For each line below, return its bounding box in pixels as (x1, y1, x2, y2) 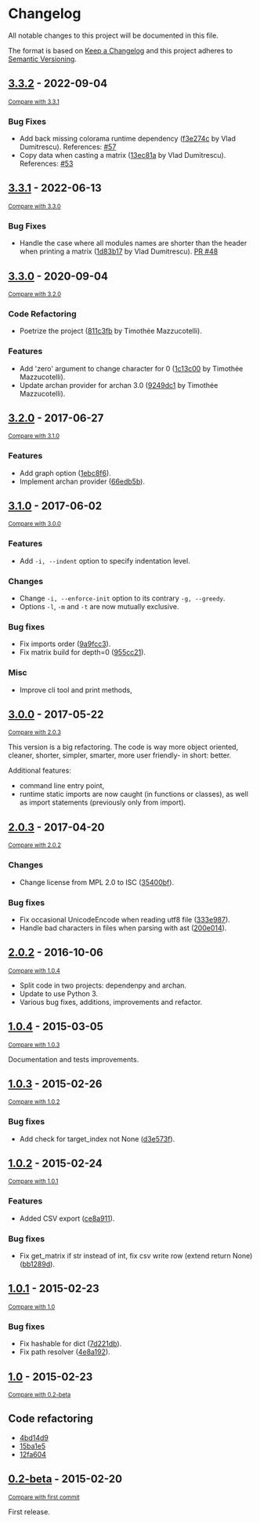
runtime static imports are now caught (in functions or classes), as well (19, 790, 249, 799)
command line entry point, (19, 781, 105, 791)
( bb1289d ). (19, 1259, 55, 1269)
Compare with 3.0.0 (8, 520, 61, 528)
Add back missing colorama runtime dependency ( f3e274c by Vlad (19, 134, 237, 144)
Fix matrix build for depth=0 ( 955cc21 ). (19, 648, 146, 657)
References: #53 (19, 159, 74, 169)
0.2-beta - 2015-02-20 (8, 1473, 123, 1486)
